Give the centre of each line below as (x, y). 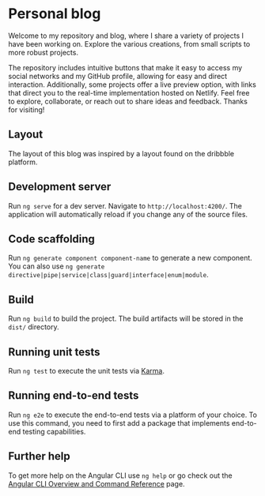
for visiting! (26, 109)
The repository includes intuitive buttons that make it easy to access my (125, 67)
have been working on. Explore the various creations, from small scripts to (129, 43)
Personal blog (55, 14)
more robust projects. (44, 52)
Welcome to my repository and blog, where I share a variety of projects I (126, 36)
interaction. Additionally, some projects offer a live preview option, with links (132, 85)
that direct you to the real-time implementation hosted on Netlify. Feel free (129, 92)
